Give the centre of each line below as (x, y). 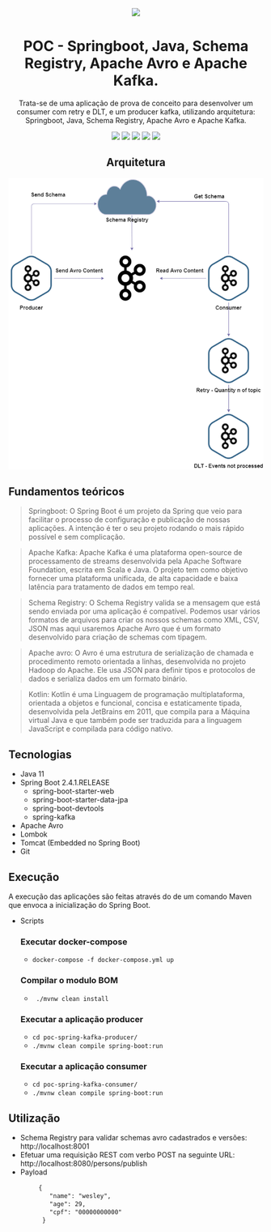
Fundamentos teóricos (67, 492)
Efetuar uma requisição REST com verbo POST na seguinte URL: (127, 1155)
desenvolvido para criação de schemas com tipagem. (118, 637)
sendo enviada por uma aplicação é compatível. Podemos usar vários (144, 611)
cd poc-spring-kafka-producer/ (85, 1037)
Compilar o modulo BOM (69, 981)
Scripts (32, 921)
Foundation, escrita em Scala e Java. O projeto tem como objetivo (138, 570)
